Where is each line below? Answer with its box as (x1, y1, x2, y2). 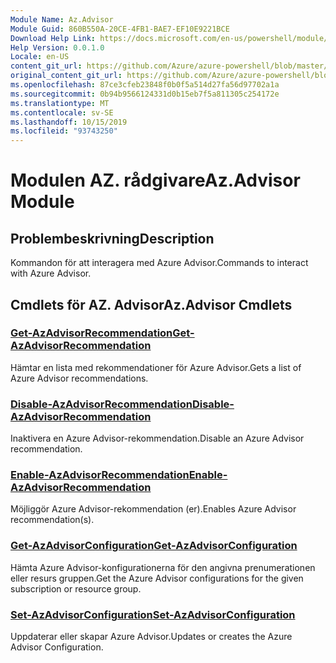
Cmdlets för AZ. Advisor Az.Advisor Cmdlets (10, 296, 293, 313)
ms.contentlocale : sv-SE (10, 107, 114, 118)
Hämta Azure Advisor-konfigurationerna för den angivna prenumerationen (10, 561, 316, 573)
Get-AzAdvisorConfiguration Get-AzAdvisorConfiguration (10, 539, 298, 553)
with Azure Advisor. (10, 267, 92, 280)
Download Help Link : (10, 33, 97, 43)
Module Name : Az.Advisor (10, 14, 114, 25)
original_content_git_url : (10, 71, 123, 81)
